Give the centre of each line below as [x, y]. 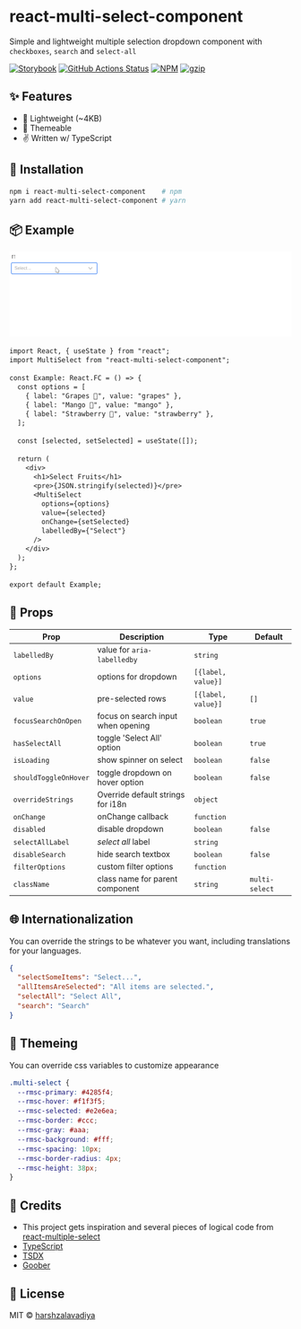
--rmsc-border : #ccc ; [58, 1121]
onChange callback [133, 817]
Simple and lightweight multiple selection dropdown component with [136, 41]
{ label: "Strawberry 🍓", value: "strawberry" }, [120, 414]
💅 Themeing [44, 1044]
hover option [120, 782]
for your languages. [46, 951]
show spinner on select [140, 760]
